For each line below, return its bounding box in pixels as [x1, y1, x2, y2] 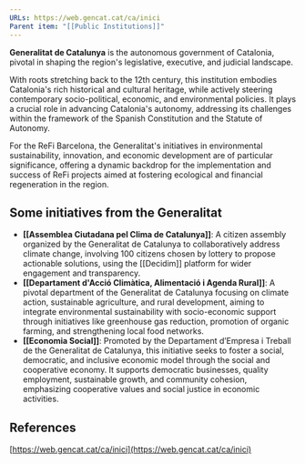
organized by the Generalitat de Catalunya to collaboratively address [22, 238, 280, 250]
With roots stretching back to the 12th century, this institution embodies [9, 74, 278, 85]
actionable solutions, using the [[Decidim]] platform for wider [22, 258, 252, 269]
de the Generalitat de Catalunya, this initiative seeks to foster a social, [22, 345, 285, 356]
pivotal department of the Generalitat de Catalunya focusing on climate [22, 287, 290, 298]
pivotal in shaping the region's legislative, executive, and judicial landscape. [9, 56, 294, 67]
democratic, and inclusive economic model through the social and [22, 355, 270, 366]
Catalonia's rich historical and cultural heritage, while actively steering [9, 84, 273, 95]
